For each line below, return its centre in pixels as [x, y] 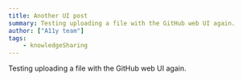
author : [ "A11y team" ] [46, 30]
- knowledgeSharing [55, 46]
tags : [17, 38]
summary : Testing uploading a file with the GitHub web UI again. [122, 23]
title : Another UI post [48, 16]
